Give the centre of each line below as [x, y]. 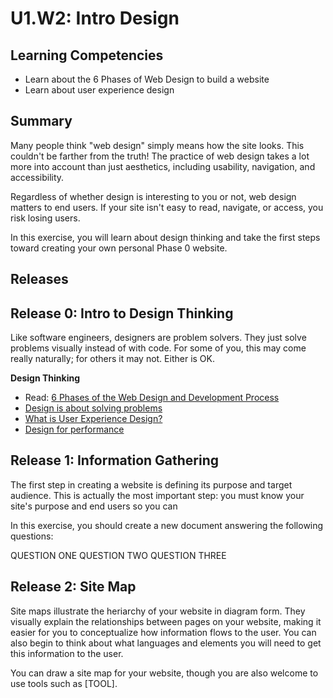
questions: [32, 536]
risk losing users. [45, 218]
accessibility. [37, 177]
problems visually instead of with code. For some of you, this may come [158, 348]
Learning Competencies [87, 55]
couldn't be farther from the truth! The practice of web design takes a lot [160, 156]
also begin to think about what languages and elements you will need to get [166, 643]
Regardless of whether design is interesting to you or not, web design [153, 196]
